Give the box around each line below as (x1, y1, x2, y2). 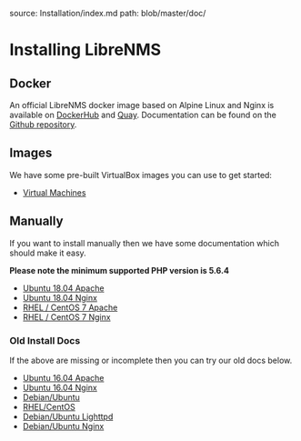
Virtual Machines (22, 186, 86, 198)
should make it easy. (9, 247, 86, 258)
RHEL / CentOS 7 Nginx (22, 311, 111, 322)
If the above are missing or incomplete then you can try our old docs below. (9, 355, 293, 366)
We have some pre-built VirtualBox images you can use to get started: (9, 169, 273, 180)
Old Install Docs (9, 334, 81, 346)
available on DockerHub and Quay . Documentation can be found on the (9, 109, 277, 120)
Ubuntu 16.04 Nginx (22, 382, 97, 393)
